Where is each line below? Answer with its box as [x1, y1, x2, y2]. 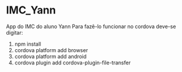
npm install [14, 40, 42, 47]
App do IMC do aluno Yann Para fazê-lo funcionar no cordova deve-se [6, 23, 177, 30]
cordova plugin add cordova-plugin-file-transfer [14, 59, 131, 66]
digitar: [6, 29, 23, 36]
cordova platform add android [14, 53, 87, 60]
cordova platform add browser [14, 46, 88, 53]
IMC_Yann [6, 4, 56, 17]
